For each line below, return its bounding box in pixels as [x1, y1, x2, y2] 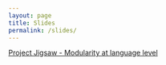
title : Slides [8, 19, 56, 27]
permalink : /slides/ [8, 26, 78, 34]
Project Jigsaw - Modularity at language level [8, 48, 158, 58]
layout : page [8, 11, 52, 20]
